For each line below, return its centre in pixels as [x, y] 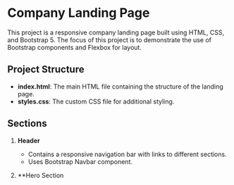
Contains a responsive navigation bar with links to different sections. [127, 154]
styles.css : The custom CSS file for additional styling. [96, 101]
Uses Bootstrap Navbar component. [80, 161]
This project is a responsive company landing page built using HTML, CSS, [116, 32]
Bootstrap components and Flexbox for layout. [75, 47]
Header [29, 140]
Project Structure [46, 69]
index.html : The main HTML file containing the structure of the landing [120, 87]
